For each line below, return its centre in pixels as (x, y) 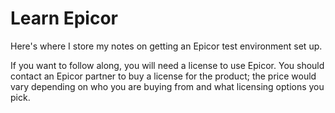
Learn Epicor (64, 18)
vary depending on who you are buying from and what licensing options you (167, 86)
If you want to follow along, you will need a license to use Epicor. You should (167, 65)
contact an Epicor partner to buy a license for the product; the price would (163, 76)
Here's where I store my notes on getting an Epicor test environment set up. (166, 46)
